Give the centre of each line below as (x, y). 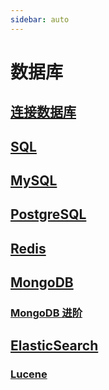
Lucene (29, 374)
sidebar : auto (40, 19)
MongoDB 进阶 (46, 313)
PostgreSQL (48, 214)
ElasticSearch (54, 346)
